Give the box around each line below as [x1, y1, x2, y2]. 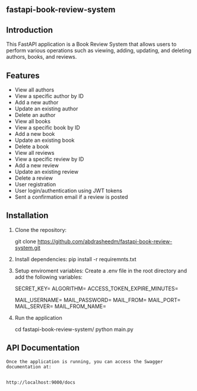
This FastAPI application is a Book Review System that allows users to [6, 41, 177, 48]
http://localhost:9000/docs [6, 379, 76, 385]
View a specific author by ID [14, 93, 84, 100]
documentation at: [6, 364, 52, 370]
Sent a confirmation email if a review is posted [14, 193, 129, 201]
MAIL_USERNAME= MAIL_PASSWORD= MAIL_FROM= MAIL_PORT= [14, 296, 181, 303]
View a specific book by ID [14, 124, 80, 131]
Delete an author [14, 112, 56, 119]
